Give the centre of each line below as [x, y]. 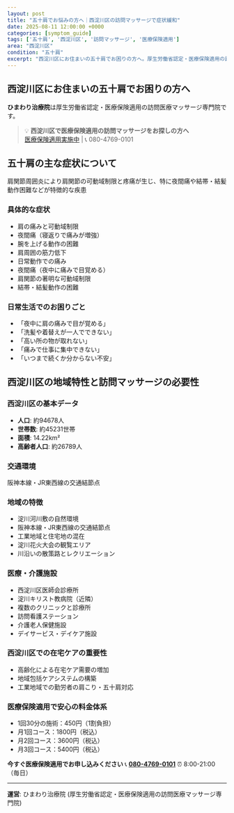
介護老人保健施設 [42, 624]
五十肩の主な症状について [62, 163]
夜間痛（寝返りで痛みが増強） [60, 235]
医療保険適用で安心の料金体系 [57, 707]
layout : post [26, 14]
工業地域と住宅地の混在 [51, 536]
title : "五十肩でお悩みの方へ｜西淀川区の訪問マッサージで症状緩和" [94, 20]
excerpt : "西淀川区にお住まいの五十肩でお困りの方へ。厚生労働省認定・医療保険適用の [116, 59]
